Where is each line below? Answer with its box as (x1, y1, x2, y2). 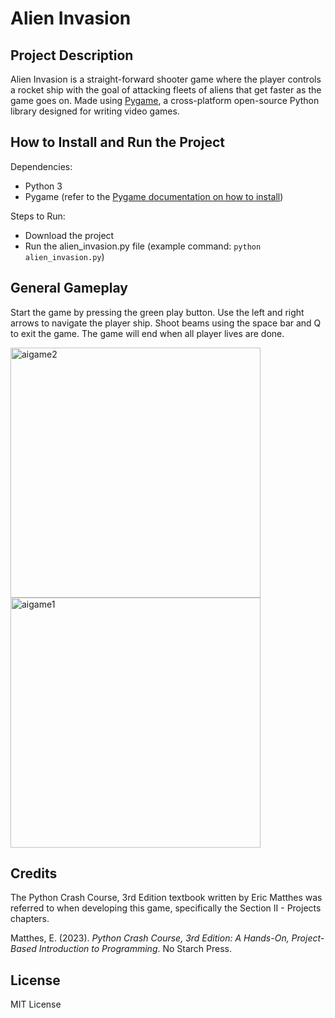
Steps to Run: (10, 210, 66, 222)
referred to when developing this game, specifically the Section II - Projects (10, 902, 322, 914)
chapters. (10, 913, 50, 925)
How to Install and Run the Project (10, 134, 225, 151)
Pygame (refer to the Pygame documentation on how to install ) (24, 190, 284, 202)
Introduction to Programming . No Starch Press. (38, 943, 233, 955)
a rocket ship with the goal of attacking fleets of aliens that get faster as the (10, 84, 322, 96)
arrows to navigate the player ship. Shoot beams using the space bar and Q (10, 317, 322, 329)
